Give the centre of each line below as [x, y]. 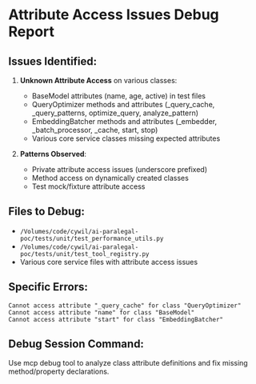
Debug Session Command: [76, 344]
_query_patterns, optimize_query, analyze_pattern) [115, 113]
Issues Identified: [53, 61]
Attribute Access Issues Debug [114, 15]
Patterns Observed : [53, 154]
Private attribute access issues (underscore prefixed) [120, 169]
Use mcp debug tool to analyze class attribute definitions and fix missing [128, 363]
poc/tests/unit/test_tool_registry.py [84, 254]
